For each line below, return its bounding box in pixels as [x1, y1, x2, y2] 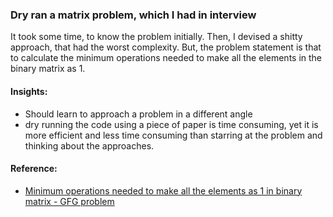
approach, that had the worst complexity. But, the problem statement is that [10, 41, 322, 53]
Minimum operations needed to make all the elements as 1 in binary [24, 184, 303, 197]
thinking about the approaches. [24, 139, 155, 152]
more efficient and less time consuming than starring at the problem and [24, 129, 323, 141]
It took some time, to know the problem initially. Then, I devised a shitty [10, 31, 303, 43]
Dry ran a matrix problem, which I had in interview [10, 8, 257, 22]
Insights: [10, 85, 48, 97]
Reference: [10, 163, 58, 175]
